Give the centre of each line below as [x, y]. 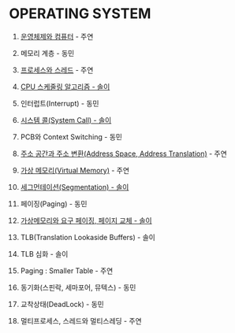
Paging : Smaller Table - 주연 [67, 270]
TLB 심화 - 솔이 [44, 253]
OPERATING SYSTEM [80, 14]
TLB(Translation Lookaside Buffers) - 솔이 [88, 237]
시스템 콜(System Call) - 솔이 [66, 120]
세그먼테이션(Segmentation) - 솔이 [75, 187]
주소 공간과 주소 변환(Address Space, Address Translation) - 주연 [123, 154]
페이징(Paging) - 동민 [54, 203]
